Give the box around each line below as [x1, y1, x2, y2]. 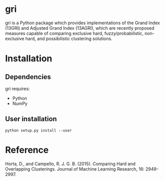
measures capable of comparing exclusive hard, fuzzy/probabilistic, [5, 30, 144, 36]
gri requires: [5, 86, 30, 91]
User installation [5, 115, 57, 123]
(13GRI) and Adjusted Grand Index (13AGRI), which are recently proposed [5, 25, 155, 31]
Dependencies [5, 73, 51, 81]
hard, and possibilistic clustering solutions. [25, 36, 112, 42]
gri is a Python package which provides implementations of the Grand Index [5, 20, 160, 26]
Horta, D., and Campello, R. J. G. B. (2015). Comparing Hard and [5, 161, 136, 167]
